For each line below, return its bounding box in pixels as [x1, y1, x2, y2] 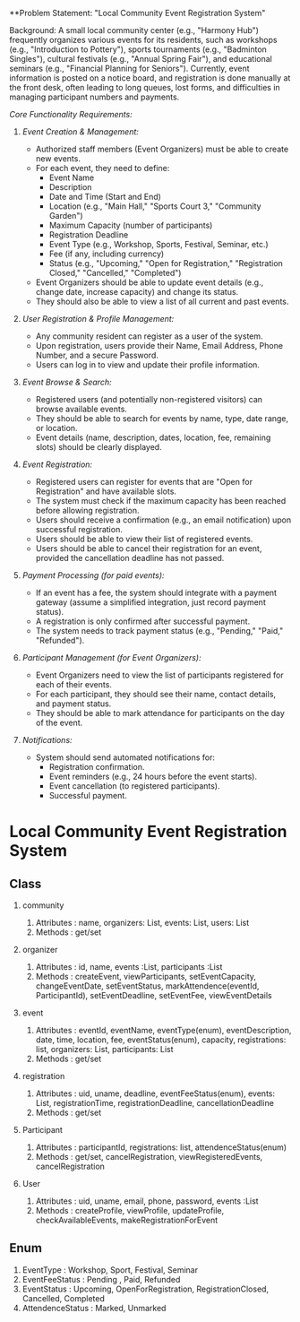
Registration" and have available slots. [35, 486, 177, 497]
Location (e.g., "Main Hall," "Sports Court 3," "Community [48, 201, 261, 212]
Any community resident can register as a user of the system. [35, 331, 263, 341]
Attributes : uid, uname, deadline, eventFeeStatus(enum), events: [35, 1088, 276, 1099]
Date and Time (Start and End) [48, 192, 161, 202]
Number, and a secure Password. [35, 350, 159, 360]
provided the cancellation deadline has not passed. [35, 553, 225, 563]
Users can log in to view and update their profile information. [35, 359, 260, 370]
